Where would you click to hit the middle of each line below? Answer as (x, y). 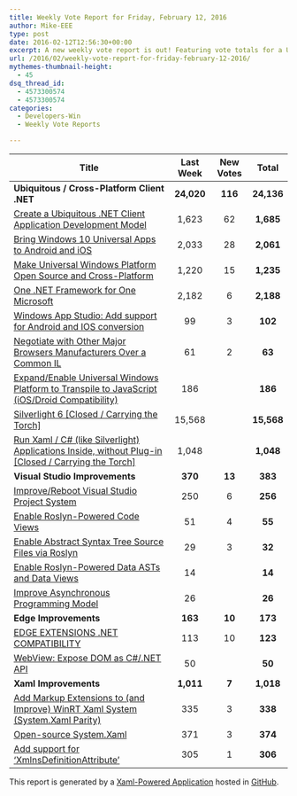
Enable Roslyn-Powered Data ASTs (87, 567)
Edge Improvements (57, 618)
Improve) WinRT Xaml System (76, 709)
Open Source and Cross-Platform (84, 276)
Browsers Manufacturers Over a (80, 352)
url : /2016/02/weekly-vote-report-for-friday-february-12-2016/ (130, 59)
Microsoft (34, 301)
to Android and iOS (53, 250)
